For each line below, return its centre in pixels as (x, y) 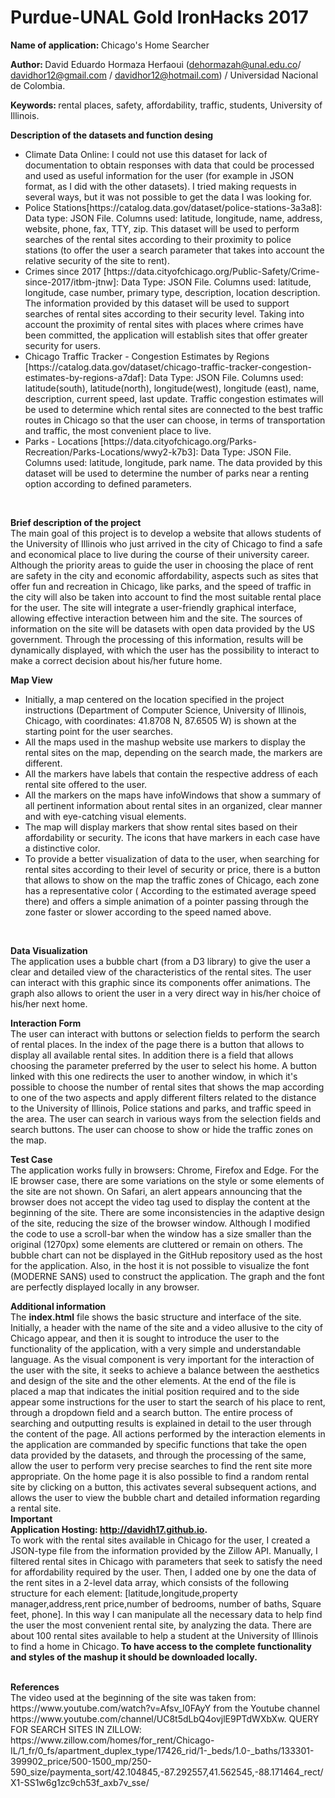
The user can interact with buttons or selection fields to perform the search (165, 1033)
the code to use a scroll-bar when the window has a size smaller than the (161, 1233)
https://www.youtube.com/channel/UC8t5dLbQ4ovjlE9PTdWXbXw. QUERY (165, 1718)
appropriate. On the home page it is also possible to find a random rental (160, 1476)
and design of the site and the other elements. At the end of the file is (153, 1380)
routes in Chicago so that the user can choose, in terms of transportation (175, 420)
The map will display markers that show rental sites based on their (161, 827)
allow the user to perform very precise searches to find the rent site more (161, 1465)
